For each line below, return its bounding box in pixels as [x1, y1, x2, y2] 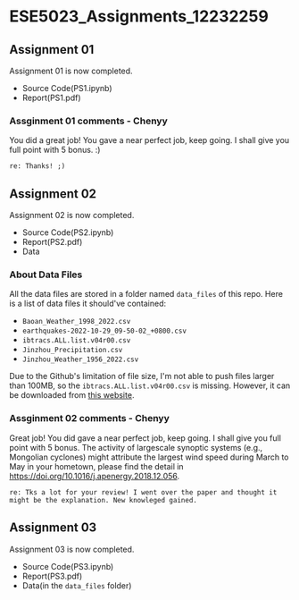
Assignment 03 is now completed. [9, 544, 135, 554]
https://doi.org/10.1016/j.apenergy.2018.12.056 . [9, 470, 180, 481]
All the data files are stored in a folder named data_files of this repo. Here [9, 289, 284, 300]
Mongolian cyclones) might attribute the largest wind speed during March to [9, 452, 289, 462]
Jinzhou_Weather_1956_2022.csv [21, 355, 139, 364]
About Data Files [9, 268, 83, 281]
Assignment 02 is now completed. [9, 210, 135, 221]
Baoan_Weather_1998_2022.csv [21, 317, 131, 326]
